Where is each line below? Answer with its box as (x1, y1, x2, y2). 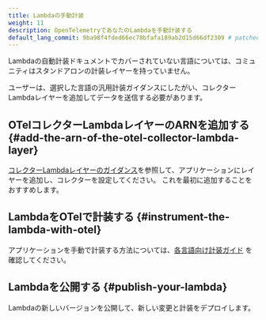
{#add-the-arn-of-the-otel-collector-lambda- (8, 131, 240, 145)
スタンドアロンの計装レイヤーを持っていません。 (35, 66, 195, 76)
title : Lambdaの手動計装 (8, 11, 85, 20)
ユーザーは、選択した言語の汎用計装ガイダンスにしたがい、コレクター (8, 83, 237, 92)
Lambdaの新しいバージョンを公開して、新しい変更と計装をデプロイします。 (8, 303, 256, 312)
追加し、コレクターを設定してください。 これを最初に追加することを (28, 175, 253, 185)
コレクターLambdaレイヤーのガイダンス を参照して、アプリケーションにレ (8, 165, 248, 175)
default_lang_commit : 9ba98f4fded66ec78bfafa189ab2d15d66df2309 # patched (8, 33, 260, 42)
